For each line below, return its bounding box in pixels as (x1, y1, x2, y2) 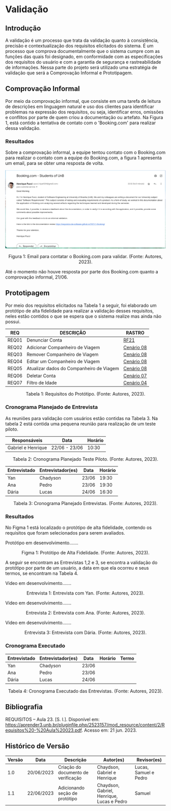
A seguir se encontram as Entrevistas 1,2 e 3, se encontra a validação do (5, 559, 158, 566)
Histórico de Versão (5, 742, 70, 750)
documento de (58, 770, 89, 776)
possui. (5, 318, 21, 324)
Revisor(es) (136, 757, 162, 763)
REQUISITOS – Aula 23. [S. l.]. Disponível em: (5, 716, 100, 722)
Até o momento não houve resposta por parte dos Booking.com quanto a (5, 268, 159, 274)
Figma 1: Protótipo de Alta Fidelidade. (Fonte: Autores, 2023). (21, 549, 150, 555)
